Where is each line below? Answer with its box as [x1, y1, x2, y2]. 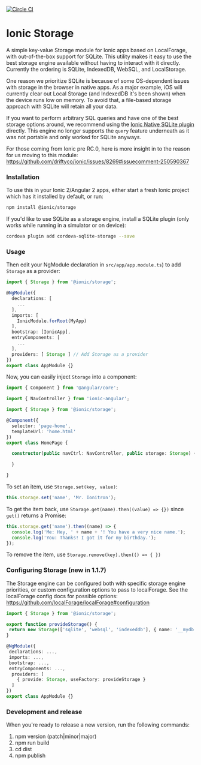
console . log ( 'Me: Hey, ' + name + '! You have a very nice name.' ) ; [11, 529, 186, 535]
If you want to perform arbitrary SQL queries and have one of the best [6, 114, 179, 121]
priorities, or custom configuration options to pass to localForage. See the [6, 586, 188, 593]
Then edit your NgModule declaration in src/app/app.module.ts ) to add [6, 261, 181, 268]
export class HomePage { [6, 440, 68, 446]
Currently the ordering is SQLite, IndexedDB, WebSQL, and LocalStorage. [6, 65, 187, 73]
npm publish [14, 752, 46, 759]
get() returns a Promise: [6, 512, 67, 519]
